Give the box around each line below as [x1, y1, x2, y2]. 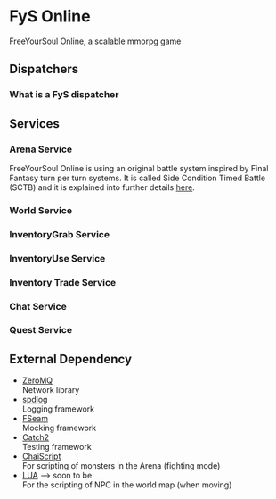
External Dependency [9, 351, 132, 367]
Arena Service [9, 143, 73, 155]
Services [9, 116, 61, 131]
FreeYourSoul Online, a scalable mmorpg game [9, 36, 182, 46]
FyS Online [9, 6, 91, 27]
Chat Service [9, 300, 67, 312]
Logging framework [21, 403, 95, 414]
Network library [21, 385, 80, 395]
